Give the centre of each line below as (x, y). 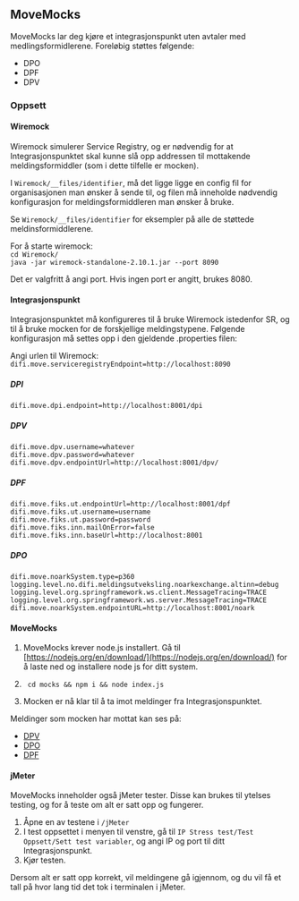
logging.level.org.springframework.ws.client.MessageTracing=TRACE (139, 593)
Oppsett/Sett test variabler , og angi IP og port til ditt (124, 841)
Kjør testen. (44, 860)
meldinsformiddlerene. (52, 228)
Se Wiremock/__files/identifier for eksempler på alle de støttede (132, 219)
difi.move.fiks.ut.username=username (81, 512)
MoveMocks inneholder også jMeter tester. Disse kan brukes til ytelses (141, 795)
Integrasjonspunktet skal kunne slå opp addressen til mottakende (130, 156)
